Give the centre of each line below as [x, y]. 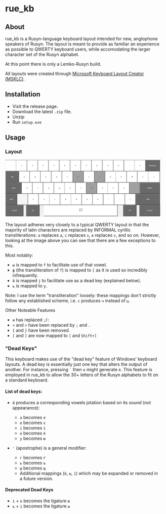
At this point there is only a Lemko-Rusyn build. [53, 64]
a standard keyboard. [27, 380]
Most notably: [19, 256]
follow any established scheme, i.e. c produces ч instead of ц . [68, 301]
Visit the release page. [35, 106]
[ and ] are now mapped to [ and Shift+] [55, 336]
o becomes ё [33, 433]
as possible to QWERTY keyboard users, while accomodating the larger [78, 49]
